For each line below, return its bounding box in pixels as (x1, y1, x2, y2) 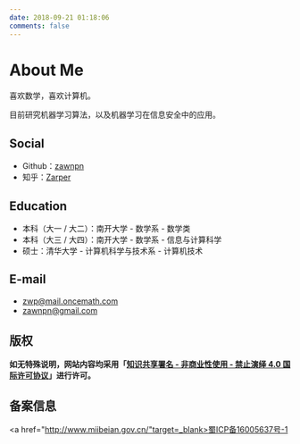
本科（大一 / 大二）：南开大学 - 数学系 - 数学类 (21, 223, 191, 234)
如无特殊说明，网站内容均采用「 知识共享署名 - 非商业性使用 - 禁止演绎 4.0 (9, 358, 281, 369)
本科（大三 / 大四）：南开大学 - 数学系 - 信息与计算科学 (21, 234, 222, 246)
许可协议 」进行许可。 (16, 370, 96, 381)
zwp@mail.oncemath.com (21, 296, 119, 306)
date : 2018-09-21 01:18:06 (9, 13, 110, 22)
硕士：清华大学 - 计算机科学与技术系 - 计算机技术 (21, 246, 204, 256)
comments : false (9, 21, 70, 30)
